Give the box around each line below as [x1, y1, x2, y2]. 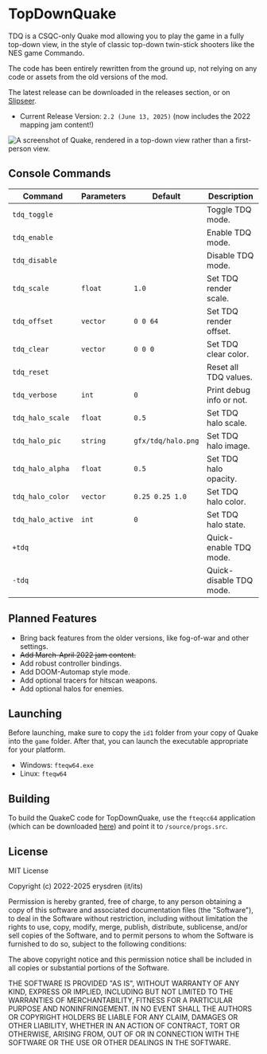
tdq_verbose [12, 390, 58, 399]
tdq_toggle [12, 210, 53, 219]
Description [207, 191, 254, 202]
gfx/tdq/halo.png [133, 436, 199, 445]
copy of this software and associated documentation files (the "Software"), [8, 906, 254, 914]
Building [8, 792, 50, 805]
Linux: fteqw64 [19, 769, 68, 778]
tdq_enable [12, 233, 53, 242]
